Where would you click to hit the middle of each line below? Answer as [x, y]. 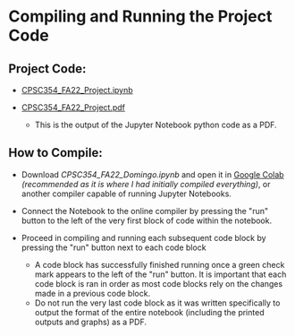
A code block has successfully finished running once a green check [160, 264]
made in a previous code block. [93, 293]
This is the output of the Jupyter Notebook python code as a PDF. [156, 125]
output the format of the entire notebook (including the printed [149, 312]
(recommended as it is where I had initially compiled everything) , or [146, 184]
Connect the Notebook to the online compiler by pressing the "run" [145, 211]
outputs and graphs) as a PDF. [90, 322]
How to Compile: [56, 153]
